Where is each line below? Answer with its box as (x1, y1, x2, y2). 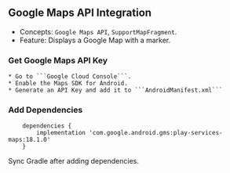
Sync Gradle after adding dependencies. (8, 157, 139, 166)
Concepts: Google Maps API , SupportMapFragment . (19, 27, 177, 36)
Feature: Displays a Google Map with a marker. (19, 35, 171, 45)
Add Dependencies (8, 105, 83, 116)
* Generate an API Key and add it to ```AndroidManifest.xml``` (8, 86, 223, 95)
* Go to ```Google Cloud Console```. (8, 73, 132, 81)
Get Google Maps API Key (8, 55, 108, 66)
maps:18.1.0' (8, 136, 51, 144)
